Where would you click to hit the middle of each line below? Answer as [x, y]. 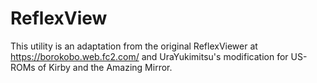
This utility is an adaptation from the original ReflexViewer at [134, 46]
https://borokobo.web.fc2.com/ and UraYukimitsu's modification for [149, 56]
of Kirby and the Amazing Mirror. [105, 67]
